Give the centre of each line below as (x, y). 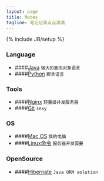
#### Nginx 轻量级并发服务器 (46, 101)
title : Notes (22, 17)
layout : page (22, 11)
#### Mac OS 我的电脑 (40, 136)
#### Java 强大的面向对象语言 (47, 67)
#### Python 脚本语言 (39, 74)
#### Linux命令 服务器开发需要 (49, 143)
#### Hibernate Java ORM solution (56, 172)
